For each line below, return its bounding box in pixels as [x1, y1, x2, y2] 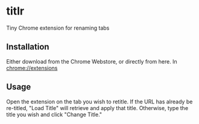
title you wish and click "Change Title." [6, 111, 103, 118]
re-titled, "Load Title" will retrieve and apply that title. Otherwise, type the [6, 104, 189, 111]
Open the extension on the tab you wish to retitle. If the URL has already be [6, 98, 193, 105]
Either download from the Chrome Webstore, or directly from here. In [6, 57, 178, 65]
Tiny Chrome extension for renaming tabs [6, 24, 110, 31]
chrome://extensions [6, 64, 58, 71]
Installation [6, 42, 49, 52]
